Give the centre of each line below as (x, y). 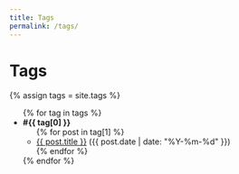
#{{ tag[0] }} (46, 123)
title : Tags (32, 18)
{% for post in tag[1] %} (80, 133)
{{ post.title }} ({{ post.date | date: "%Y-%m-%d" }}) (133, 142)
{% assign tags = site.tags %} (65, 96)
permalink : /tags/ (44, 26)
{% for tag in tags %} (62, 113)
